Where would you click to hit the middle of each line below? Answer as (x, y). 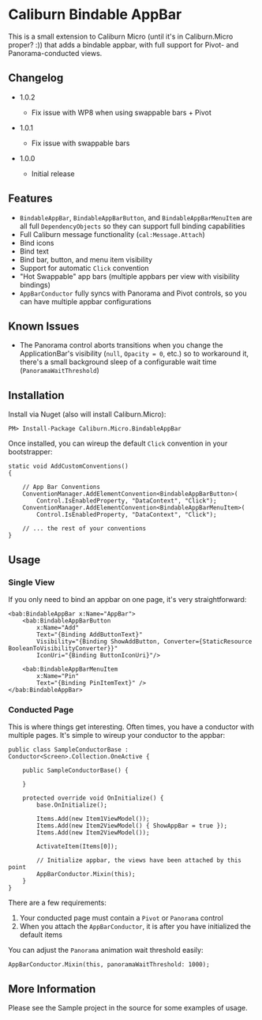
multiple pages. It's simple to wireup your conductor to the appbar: (117, 736)
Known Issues (44, 326)
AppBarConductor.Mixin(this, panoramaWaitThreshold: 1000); (109, 965)
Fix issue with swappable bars (80, 143)
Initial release (53, 173)
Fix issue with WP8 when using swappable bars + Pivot (121, 112)
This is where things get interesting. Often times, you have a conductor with (131, 727)
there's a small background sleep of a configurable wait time (118, 362)
